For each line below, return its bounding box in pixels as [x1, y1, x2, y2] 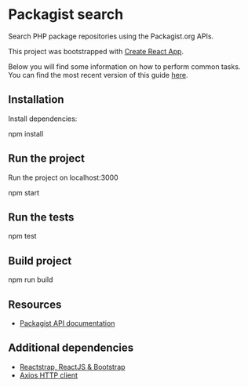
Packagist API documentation [19, 319, 115, 327]
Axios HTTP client [19, 371, 78, 380]
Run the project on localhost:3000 [8, 173, 119, 182]
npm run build [8, 275, 53, 284]
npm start [8, 188, 40, 197]
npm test [8, 232, 37, 241]
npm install [8, 129, 44, 138]
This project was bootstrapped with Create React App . [8, 46, 184, 56]
